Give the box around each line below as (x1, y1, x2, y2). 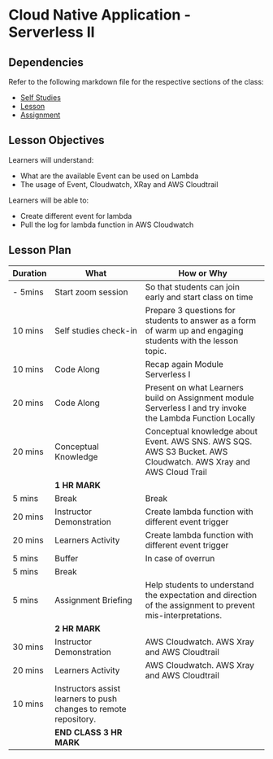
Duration (12, 267, 47, 278)
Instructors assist (54, 683, 120, 694)
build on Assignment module (145, 392, 254, 403)
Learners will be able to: (8, 195, 89, 205)
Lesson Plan (8, 243, 71, 257)
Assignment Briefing (54, 594, 132, 605)
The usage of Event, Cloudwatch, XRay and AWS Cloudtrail (19, 179, 219, 189)
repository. (54, 713, 97, 725)
